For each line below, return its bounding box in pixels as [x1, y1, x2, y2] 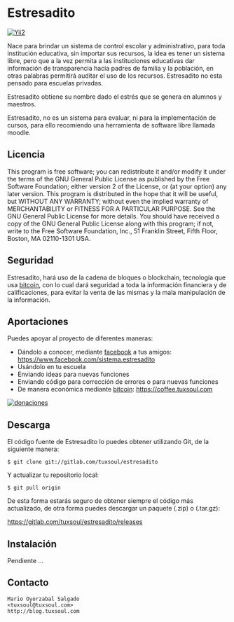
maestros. [7, 99, 36, 108]
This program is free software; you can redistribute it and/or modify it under [7, 167, 226, 176]
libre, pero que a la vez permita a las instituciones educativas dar [7, 56, 195, 64]
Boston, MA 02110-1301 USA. [7, 234, 91, 242]
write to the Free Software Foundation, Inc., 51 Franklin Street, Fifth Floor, [7, 226, 219, 235]
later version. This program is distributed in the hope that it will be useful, [7, 189, 219, 198]
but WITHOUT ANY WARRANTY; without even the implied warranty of [7, 197, 209, 205]
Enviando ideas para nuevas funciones [17, 370, 130, 379]
